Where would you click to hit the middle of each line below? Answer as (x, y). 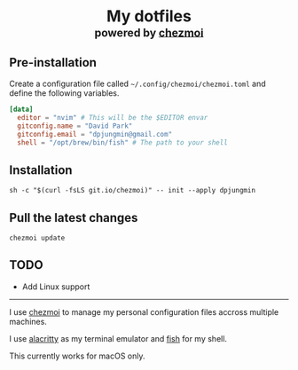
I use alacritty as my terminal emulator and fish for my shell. (118, 338)
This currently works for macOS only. (77, 356)
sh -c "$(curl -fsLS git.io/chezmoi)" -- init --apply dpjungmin (132, 191)
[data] (21, 109)
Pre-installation (53, 63)
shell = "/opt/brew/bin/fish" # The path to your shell (122, 142)
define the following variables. (64, 93)
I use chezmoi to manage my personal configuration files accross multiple (144, 311)
